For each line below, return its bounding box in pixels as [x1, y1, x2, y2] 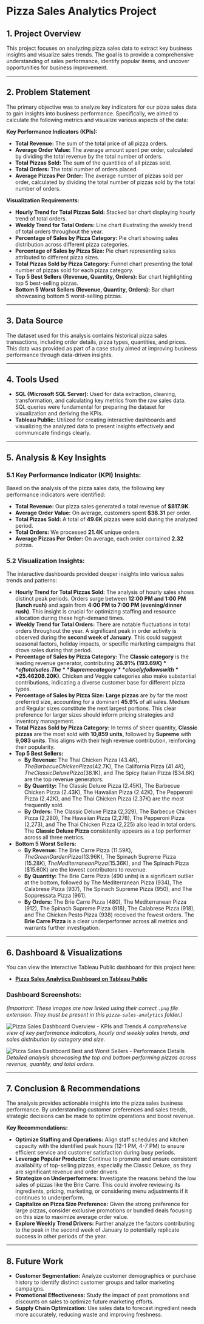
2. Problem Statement [6, 87, 90, 98]
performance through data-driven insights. [6, 351, 114, 358]
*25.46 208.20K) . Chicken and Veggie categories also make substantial [15, 672, 196, 680]
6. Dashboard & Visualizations [6, 947, 123, 958]
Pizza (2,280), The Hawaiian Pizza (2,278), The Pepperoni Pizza [24, 814, 185, 822]
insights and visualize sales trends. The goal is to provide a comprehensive [6, 51, 194, 58]
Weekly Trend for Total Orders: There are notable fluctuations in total [15, 621, 190, 628]
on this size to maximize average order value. [15, 1213, 129, 1221]
